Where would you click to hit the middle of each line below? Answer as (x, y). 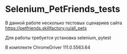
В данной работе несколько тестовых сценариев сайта (64, 23)
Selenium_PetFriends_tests (63, 9)
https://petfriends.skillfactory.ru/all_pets (46, 28)
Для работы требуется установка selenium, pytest (58, 38)
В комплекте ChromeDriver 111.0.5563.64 (48, 47)
